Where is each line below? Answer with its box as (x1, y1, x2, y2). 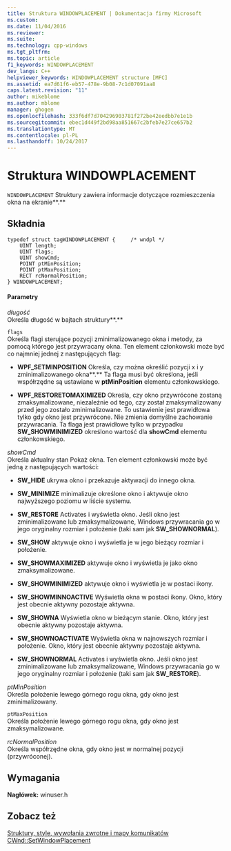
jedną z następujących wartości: (7, 463, 99, 471)
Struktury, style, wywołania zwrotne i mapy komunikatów (7, 828, 169, 837)
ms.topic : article (7, 55, 60, 62)
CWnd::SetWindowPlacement (7, 836, 91, 844)
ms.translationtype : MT (7, 125, 76, 132)
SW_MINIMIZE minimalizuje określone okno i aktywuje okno (17, 490, 188, 498)
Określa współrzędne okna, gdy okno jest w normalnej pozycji (7, 745, 184, 753)
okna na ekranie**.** (7, 198, 66, 207)
